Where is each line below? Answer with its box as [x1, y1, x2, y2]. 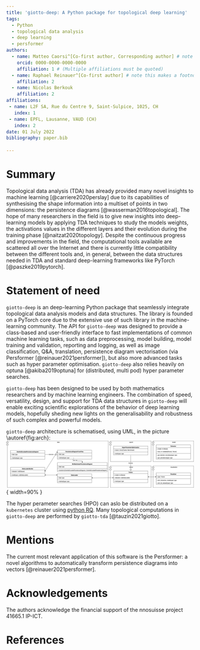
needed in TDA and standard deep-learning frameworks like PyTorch [6, 256, 175, 264]
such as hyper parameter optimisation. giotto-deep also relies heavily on [6, 360, 185, 368]
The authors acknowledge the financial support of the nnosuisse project [6, 606, 183, 613]
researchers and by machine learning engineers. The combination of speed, [6, 391, 193, 398]
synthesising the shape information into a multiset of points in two [6, 200, 168, 207]
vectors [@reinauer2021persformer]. [6, 566, 96, 573]
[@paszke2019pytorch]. [6, 263, 65, 270]
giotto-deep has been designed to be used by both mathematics [6, 384, 165, 392]
